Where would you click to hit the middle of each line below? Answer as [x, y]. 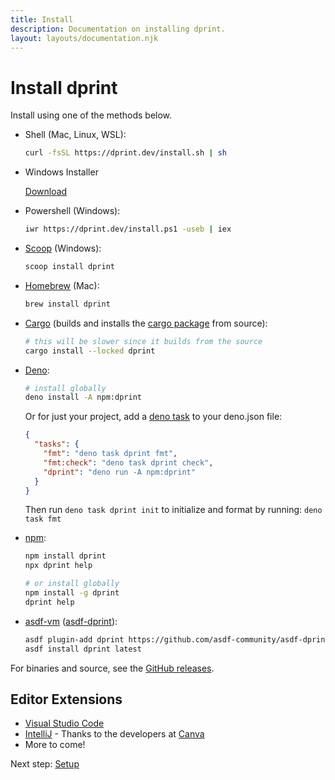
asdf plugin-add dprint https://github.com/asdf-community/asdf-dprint [177, 639]
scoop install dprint [69, 267]
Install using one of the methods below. [91, 115]
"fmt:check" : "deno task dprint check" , [128, 462]
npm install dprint [65, 556]
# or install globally [72, 584]
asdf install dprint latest [83, 649]
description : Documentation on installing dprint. [118, 29]
